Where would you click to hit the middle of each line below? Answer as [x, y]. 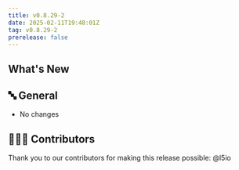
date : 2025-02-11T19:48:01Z [54, 23]
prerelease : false [38, 37]
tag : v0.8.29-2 [33, 30]
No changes [39, 114]
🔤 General [33, 96]
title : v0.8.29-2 [36, 15]
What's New [39, 69]
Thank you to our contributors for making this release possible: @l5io [119, 158]
